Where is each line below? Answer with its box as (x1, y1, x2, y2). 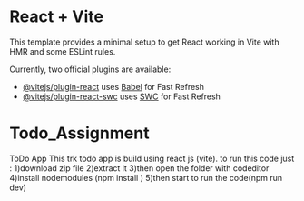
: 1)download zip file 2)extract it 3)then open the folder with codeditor (9, 162, 270, 174)
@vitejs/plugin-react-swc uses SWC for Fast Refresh (22, 91, 221, 102)
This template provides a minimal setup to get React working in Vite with (9, 36, 279, 47)
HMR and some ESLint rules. (9, 45, 116, 56)
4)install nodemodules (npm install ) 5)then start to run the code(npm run (9, 172, 283, 183)
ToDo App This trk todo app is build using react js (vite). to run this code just (9, 153, 295, 164)
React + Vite (9, 6, 104, 27)
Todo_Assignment (9, 123, 150, 144)
